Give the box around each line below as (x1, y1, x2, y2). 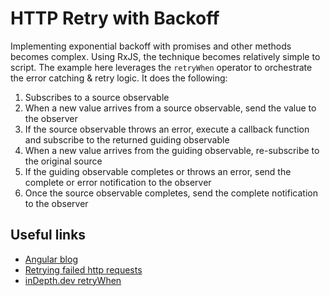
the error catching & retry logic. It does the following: (10, 72, 228, 84)
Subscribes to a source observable (24, 91, 170, 103)
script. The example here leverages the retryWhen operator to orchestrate (10, 61, 313, 73)
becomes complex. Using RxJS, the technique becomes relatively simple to (10, 50, 321, 62)
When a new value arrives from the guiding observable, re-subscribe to (24, 144, 320, 156)
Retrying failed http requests (24, 263, 143, 276)
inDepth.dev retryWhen (24, 274, 122, 286)
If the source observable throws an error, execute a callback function (24, 123, 310, 135)
